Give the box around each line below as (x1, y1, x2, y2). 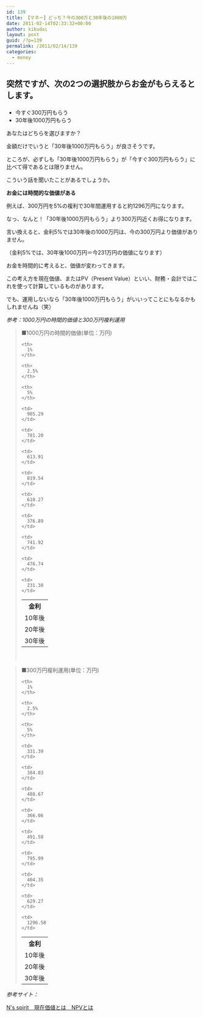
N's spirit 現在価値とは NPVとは (6, 1004, 93, 1011)
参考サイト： (6, 991, 38, 998)
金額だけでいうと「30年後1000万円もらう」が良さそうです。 (6, 143, 158, 150)
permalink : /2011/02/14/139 (6, 43, 78, 50)
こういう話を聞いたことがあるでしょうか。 (6, 176, 113, 184)
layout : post (6, 32, 40, 38)
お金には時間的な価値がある (6, 189, 76, 196)
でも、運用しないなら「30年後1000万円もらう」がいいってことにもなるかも (6, 296, 196, 303)
